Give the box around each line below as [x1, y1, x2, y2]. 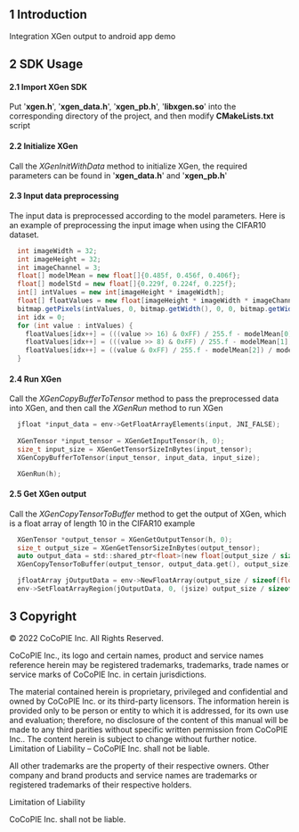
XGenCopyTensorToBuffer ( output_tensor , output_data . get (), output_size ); [17, 560, 296, 569]
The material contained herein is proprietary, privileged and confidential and [9, 686, 288, 696]
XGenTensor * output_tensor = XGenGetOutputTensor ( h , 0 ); [17, 535, 233, 544]
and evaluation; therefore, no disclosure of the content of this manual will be [9, 714, 289, 725]
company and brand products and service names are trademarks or [9, 770, 258, 780]
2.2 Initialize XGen [9, 141, 78, 151]
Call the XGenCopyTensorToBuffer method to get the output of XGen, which [9, 508, 287, 519]
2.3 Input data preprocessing [9, 191, 119, 202]
